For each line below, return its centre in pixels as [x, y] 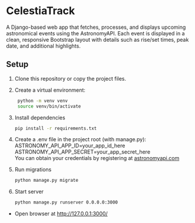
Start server [29, 192]
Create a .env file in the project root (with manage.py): [80, 139]
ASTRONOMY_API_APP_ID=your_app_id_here [70, 146]
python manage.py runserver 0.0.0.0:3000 [66, 202]
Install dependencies [40, 117]
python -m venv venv [43, 101]
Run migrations [33, 169]
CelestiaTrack [41, 11]
